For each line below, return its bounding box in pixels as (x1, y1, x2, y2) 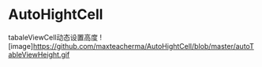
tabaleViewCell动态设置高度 (8, 32, 99, 42)
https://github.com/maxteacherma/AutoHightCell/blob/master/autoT (32, 41, 254, 50)
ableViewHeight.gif (8, 50, 70, 59)
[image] (8, 41, 34, 50)
